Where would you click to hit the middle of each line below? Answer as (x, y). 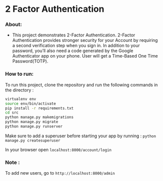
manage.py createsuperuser (33, 140)
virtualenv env (21, 99)
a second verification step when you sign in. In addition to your (76, 46)
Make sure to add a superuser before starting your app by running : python (81, 136)
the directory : (19, 90)
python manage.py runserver (34, 126)
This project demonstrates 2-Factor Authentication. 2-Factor (74, 35)
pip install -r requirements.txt (39, 108)
